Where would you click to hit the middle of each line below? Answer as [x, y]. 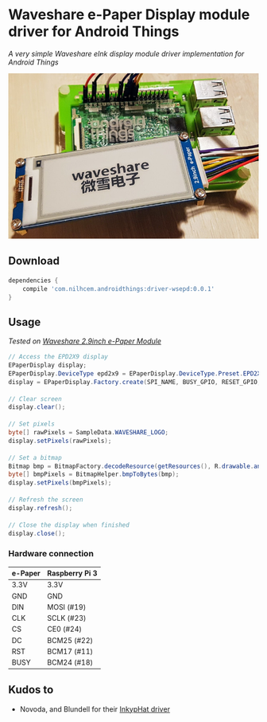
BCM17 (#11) [70, 651]
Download [34, 261]
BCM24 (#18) [70, 662]
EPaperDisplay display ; [48, 365]
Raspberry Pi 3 [72, 573]
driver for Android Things [94, 31]
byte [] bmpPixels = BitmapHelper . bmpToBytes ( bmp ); [94, 475]
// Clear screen [35, 399]
